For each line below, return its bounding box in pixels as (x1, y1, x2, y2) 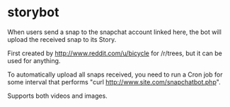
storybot (7, 4, 59, 21)
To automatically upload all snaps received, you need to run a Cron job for (7, 70, 223, 79)
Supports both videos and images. (7, 91, 108, 100)
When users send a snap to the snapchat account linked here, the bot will (7, 28, 222, 36)
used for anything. (7, 56, 61, 64)
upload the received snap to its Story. (7, 35, 117, 43)
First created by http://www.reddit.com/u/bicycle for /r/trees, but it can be (7, 49, 223, 57)
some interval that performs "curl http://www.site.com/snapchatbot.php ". (7, 77, 221, 86)
